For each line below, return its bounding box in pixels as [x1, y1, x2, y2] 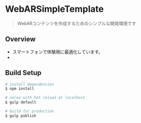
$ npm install [5, 86, 35, 91]
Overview [5, 35, 36, 43]
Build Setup [5, 69, 42, 77]
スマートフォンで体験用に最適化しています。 [12, 48, 103, 55]
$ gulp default [5, 100, 37, 105]
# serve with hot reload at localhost [5, 95, 85, 100]
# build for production [5, 109, 54, 114]
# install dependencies [5, 82, 54, 87]
